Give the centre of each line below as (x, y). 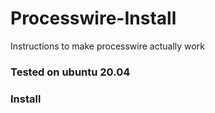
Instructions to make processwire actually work (107, 46)
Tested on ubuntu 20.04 (70, 72)
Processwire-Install (93, 18)
